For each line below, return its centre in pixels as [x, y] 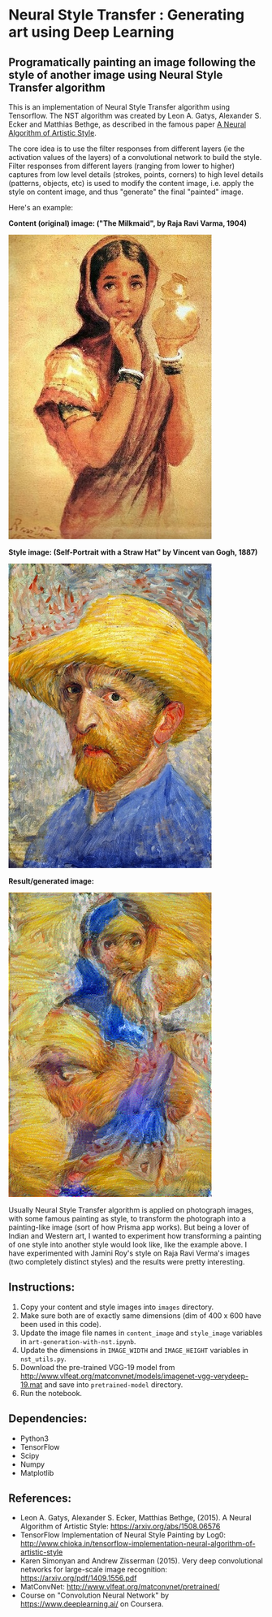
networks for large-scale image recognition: [94, 1570]
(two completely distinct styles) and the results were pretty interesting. [127, 1262]
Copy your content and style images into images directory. [117, 1307]
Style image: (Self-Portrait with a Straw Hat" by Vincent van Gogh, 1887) [133, 552]
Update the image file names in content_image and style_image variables [141, 1333]
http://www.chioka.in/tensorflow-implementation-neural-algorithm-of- [138, 1544]
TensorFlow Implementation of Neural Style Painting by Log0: [123, 1535]
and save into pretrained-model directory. [114, 1384]
